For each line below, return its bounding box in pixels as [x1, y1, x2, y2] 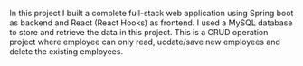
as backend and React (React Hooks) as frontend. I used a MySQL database [9, 17, 293, 28]
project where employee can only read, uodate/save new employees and [9, 36, 280, 47]
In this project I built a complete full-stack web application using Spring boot [9, 8, 294, 18]
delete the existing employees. [9, 46, 124, 57]
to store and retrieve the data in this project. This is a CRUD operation [9, 27, 269, 37]
